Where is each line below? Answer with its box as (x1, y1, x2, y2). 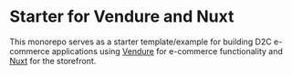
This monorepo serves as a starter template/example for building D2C (9, 36, 272, 47)
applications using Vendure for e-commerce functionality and (51, 45, 283, 56)
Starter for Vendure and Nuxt (9, 6, 235, 27)
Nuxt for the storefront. (9, 55, 97, 66)
